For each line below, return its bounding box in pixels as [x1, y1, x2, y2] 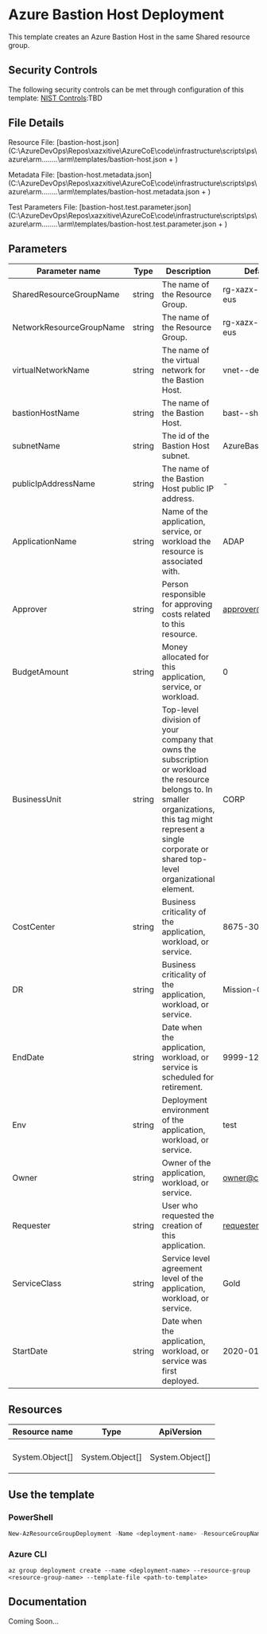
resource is [161, 546, 204, 557]
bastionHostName [12, 408, 80, 419]
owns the [161, 744, 196, 755]
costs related [161, 609, 211, 620]
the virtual [161, 355, 200, 366]
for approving [161, 599, 213, 610]
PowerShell [8, 1511, 53, 1522]
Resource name [12, 1426, 73, 1437]
